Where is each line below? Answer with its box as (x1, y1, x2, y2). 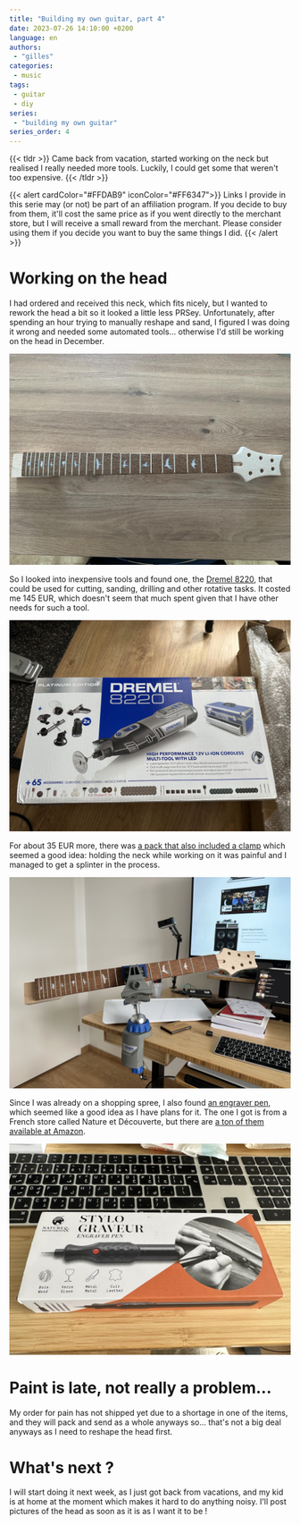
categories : (9, 62, 54, 71)
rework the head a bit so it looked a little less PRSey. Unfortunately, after (9, 308, 275, 318)
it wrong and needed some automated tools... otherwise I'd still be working (9, 326, 284, 337)
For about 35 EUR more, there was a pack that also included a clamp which (9, 840, 286, 851)
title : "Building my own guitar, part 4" (9, 14, 166, 23)
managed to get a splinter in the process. (9, 859, 161, 870)
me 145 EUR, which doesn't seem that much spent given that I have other (9, 593, 279, 603)
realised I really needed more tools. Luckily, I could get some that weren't (9, 163, 279, 173)
